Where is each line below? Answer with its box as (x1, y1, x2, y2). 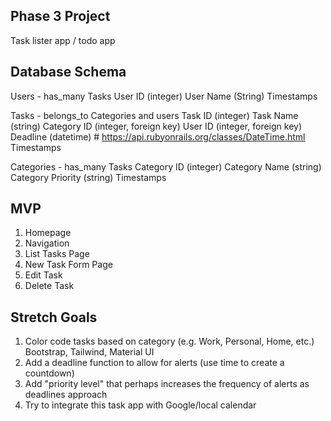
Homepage (24, 227, 72, 239)
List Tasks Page (24, 248, 90, 260)
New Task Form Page (24, 259, 113, 271)
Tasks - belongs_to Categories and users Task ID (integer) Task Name (10, 109, 299, 121)
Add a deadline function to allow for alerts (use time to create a (24, 357, 285, 369)
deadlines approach (24, 389, 108, 401)
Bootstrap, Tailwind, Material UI (24, 346, 155, 358)
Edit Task (24, 269, 63, 281)
